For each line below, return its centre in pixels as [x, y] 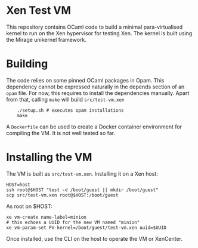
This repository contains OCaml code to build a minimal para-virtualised [95, 27]
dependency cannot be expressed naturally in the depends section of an [95, 87]
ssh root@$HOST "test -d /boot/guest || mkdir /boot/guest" [83, 190]
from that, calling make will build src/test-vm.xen [65, 99]
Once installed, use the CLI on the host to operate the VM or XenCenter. [95, 238]
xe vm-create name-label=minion [46, 217]
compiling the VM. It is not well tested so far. [61, 133]
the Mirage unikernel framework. [46, 39]
